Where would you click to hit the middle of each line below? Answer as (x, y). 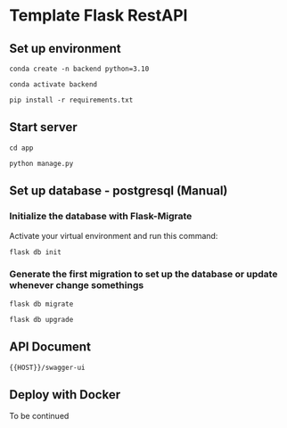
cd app (21, 148)
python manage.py (41, 163)
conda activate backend (53, 85)
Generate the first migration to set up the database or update (143, 275)
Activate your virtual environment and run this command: (114, 235)
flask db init (36, 252)
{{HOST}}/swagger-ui (48, 367)
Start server (43, 127)
